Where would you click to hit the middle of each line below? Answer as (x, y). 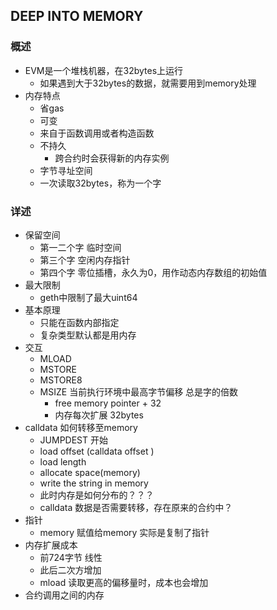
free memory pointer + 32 (108, 403)
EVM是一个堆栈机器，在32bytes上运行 (104, 70)
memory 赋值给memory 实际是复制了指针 (124, 532)
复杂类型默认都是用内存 (88, 335)
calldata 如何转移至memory (81, 427)
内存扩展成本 (51, 545)
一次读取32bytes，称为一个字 (100, 183)
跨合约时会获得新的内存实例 (112, 158)
